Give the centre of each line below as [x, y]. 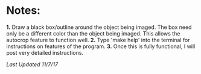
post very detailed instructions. [45, 52]
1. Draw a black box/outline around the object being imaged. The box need [99, 27]
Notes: [24, 11]
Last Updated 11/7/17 [32, 64]
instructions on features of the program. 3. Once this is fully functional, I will [101, 46]
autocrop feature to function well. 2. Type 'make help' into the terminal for [98, 40]
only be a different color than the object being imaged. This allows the [93, 33]
